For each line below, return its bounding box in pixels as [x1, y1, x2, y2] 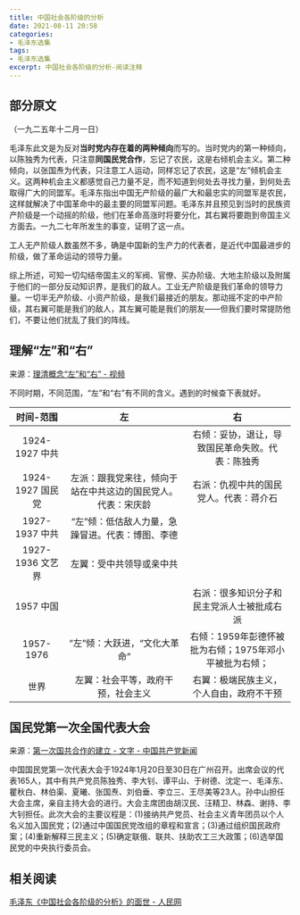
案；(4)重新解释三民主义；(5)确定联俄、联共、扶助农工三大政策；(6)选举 [9, 831, 276, 842]
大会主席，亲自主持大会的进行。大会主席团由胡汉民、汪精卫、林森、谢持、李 [9, 798, 291, 809]
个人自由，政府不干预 [192, 686, 283, 699]
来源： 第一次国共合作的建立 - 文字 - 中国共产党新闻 [9, 745, 198, 756]
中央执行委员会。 [32, 843, 96, 853]
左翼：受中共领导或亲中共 [70, 557, 179, 570]
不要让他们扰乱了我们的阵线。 [24, 314, 135, 325]
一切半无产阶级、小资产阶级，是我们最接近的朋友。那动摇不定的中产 [24, 292, 275, 303]
